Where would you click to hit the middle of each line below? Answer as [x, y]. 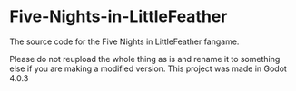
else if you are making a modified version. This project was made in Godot [148, 68]
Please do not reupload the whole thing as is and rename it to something [145, 59]
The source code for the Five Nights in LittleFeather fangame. [124, 41]
